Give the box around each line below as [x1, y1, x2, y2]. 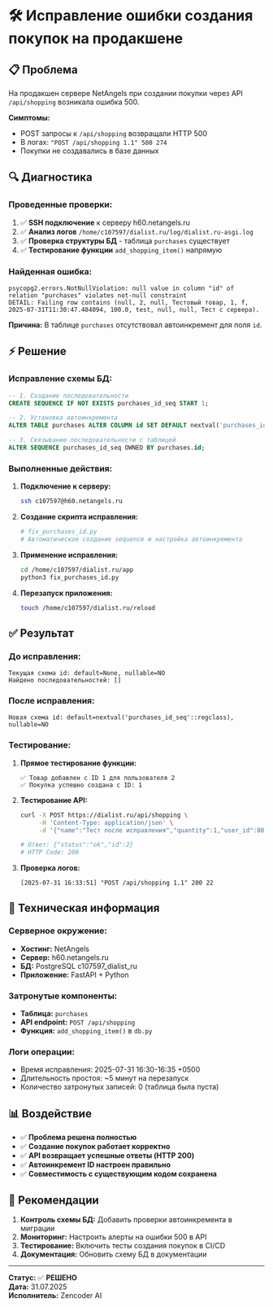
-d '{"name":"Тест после [38, 826, 123, 835]
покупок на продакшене [8, 29, 184, 48]
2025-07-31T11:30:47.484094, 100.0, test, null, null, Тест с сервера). [8, 305, 260, 314]
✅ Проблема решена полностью [19, 1133, 137, 1143]
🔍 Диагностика [8, 170, 93, 184]
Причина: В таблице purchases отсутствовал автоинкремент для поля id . [8, 319, 262, 330]
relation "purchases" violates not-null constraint [8, 291, 187, 300]
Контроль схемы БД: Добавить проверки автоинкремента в [19, 1215, 233, 1225]
